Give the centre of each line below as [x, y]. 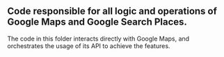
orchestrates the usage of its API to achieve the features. [89, 46]
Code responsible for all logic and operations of [112, 11]
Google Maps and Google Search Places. [97, 22]
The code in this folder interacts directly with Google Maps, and [98, 38]
